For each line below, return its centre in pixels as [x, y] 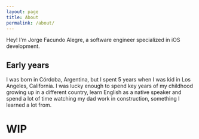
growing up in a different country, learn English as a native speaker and [94, 92]
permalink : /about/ [30, 23]
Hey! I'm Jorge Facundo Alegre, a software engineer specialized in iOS [93, 40]
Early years [28, 65]
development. [23, 46]
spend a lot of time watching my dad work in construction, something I [93, 99]
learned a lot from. [29, 105]
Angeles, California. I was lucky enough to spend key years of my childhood [99, 86]
